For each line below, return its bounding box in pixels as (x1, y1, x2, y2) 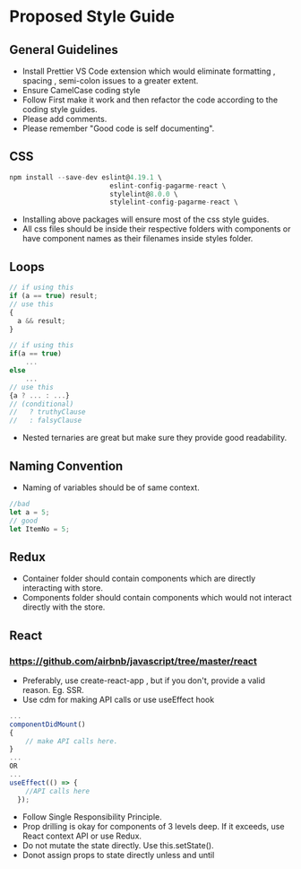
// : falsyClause (9, 416, 82, 426)
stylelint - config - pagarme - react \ (108, 197, 239, 207)
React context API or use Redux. (21, 830, 142, 841)
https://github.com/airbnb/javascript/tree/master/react (9, 654, 257, 667)
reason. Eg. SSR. (21, 684, 85, 695)
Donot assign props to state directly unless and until (21, 849, 215, 860)
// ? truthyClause (9, 408, 87, 417)
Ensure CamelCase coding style (21, 85, 141, 95)
